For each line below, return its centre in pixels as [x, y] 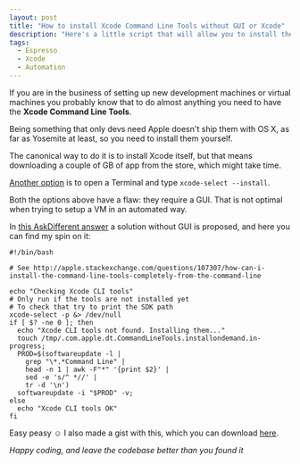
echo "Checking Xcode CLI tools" [71, 291]
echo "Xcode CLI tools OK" [67, 408]
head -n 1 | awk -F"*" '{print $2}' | [97, 369]
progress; [28, 346]
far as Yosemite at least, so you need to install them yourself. [121, 138]
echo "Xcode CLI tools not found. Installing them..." [121, 330]
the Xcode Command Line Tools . [71, 112]
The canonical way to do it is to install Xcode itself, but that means [131, 155]
